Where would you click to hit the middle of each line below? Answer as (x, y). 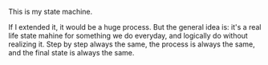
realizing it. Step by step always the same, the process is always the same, (132, 44)
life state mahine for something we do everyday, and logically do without (128, 36)
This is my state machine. (51, 12)
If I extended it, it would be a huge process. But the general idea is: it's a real (135, 27)
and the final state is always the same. (71, 53)
